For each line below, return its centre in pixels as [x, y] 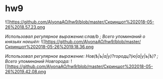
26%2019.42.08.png [26, 71]
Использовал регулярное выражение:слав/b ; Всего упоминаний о [75, 36]
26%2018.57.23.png [25, 27]
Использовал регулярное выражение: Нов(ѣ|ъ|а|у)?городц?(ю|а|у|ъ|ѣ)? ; [82, 56]
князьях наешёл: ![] [25, 41]
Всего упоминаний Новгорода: [37, 61]
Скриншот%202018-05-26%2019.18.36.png [49, 47]
